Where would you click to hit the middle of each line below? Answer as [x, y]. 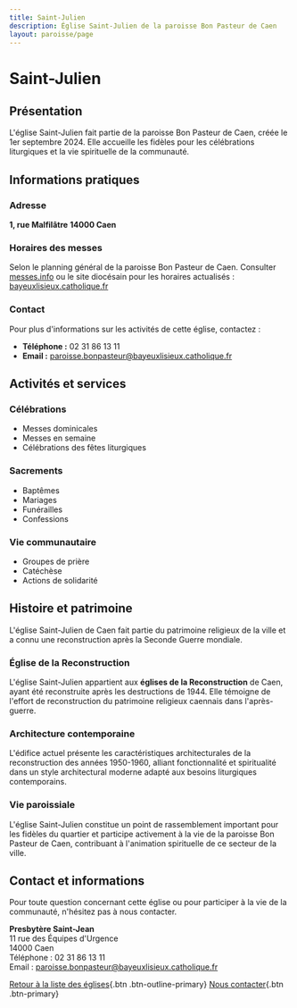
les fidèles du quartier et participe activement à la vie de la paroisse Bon [142, 834]
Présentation [46, 111]
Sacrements [36, 471]
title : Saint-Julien [48, 17]
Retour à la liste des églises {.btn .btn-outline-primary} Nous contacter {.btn [146, 985]
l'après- [259, 701]
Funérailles [42, 509]
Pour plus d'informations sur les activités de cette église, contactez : [135, 329]
